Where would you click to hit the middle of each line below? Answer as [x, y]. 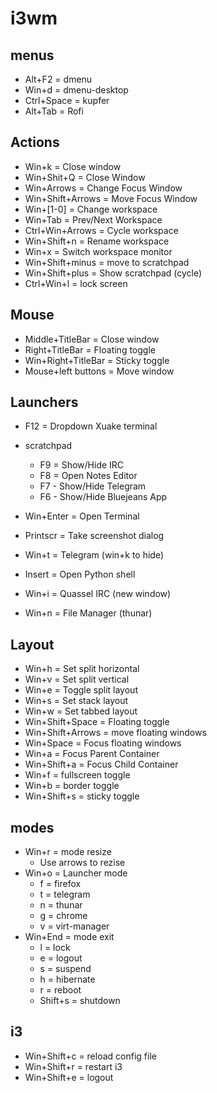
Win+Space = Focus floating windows [103, 743]
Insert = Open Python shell [80, 574]
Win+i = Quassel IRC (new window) [98, 594]
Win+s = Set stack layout [76, 701]
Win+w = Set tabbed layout [81, 711]
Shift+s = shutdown [80, 1001]
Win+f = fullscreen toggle [77, 775]
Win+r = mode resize [68, 852]
